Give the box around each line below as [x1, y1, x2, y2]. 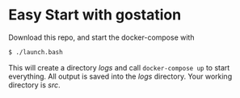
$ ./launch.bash [8, 48, 63, 56]
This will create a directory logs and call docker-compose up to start [8, 62, 230, 72]
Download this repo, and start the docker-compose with [8, 32, 195, 42]
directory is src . [8, 79, 61, 90]
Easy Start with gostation [8, 6, 182, 24]
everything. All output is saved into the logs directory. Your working [8, 71, 233, 81]
